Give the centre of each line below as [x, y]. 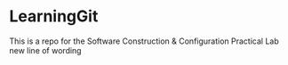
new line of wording [45, 50]
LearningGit [54, 16]
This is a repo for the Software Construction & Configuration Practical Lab [144, 41]
